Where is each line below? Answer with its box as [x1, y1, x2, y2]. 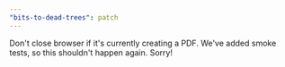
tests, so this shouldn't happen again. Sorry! [9, 46, 174, 58]
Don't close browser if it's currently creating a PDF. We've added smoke [9, 38, 277, 48]
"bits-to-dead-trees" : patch [9, 13, 119, 22]
